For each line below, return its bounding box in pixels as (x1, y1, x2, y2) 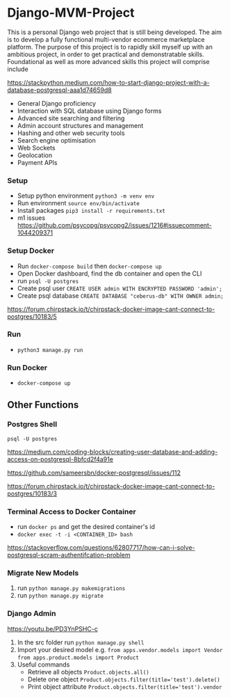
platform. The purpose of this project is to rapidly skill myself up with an (7, 42, 213, 51)
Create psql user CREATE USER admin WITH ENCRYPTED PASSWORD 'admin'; (17, 284, 222, 292)
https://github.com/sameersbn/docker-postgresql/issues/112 (7, 468, 181, 477)
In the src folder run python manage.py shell (17, 638, 145, 647)
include (7, 65, 29, 73)
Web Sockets (17, 143, 56, 152)
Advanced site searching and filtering (17, 113, 125, 122)
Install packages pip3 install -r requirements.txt (17, 207, 165, 215)
